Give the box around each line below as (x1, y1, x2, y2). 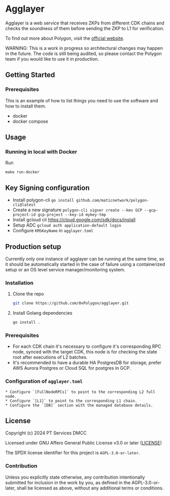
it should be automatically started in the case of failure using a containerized (5, 261, 165, 267)
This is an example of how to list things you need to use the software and (5, 97, 158, 103)
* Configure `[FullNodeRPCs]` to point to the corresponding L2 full (5, 389, 156, 395)
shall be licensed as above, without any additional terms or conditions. (17, 485, 164, 491)
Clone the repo (12, 291, 44, 297)
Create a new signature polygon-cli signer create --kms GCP (12, 207, 143, 213)
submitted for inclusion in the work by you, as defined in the (5, 479, 131, 485)
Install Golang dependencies (12, 310, 73, 316)
